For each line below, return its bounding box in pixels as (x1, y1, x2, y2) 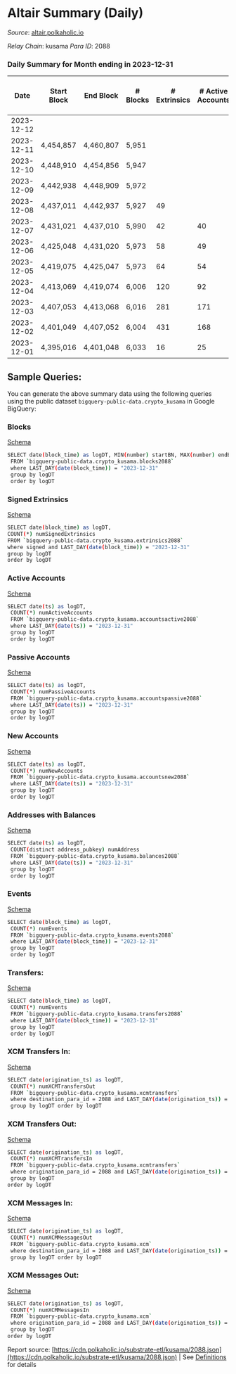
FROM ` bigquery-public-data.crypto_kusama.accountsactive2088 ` (10, 616, 199, 623)
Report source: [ (7, 1345, 55, 1354)
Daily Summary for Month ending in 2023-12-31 (7, 59, 173, 69)
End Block (84, 91, 119, 101)
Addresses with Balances (7, 810, 96, 820)
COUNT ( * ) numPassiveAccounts (10, 688, 96, 695)
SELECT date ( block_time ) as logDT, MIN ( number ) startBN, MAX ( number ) (7, 451, 216, 458)
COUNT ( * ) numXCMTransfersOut (10, 1083, 96, 1090)
